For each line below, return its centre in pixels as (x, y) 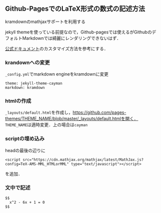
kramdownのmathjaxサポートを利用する (45, 22)
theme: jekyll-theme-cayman (34, 83)
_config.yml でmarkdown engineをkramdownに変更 (57, 74)
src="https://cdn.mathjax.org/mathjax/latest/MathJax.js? (83, 160)
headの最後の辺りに (25, 150)
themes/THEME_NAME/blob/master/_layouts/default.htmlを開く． (72, 119)
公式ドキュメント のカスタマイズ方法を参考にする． (57, 49)
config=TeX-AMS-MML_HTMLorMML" (37, 164)
